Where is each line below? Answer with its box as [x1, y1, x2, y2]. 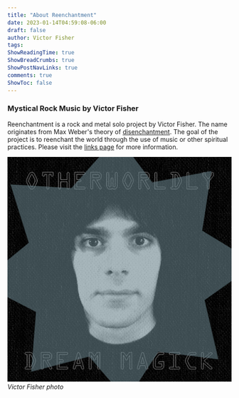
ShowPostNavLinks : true [7, 64, 78, 71]
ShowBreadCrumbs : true [7, 57, 75, 64]
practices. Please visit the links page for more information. [7, 143, 179, 151]
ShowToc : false [7, 79, 53, 86]
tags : [7, 41, 23, 49]
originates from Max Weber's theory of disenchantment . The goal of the [7, 127, 218, 136]
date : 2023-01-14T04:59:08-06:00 [7, 19, 107, 26]
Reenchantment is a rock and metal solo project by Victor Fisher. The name [7, 120, 228, 128]
